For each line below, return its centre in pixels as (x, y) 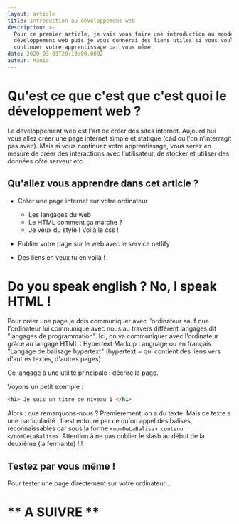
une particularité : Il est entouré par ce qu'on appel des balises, (100, 421)
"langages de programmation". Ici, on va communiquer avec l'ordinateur (113, 336)
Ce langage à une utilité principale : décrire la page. (83, 373)
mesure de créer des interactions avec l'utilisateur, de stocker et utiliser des (118, 153)
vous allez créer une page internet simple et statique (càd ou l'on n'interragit (119, 138)
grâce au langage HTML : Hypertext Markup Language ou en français (110, 344)
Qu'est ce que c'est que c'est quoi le (117, 95)
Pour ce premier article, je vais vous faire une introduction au (114, 34)
